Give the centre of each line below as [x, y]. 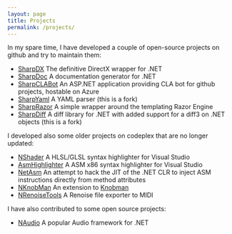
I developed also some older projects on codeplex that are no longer [108, 136]
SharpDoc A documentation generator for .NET [87, 76]
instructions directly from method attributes [82, 180]
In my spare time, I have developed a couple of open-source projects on [114, 48]
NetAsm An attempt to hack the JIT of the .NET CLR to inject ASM [115, 173]
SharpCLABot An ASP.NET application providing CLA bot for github [116, 84]
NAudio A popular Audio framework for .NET [83, 223]
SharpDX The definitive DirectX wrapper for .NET [90, 69]
